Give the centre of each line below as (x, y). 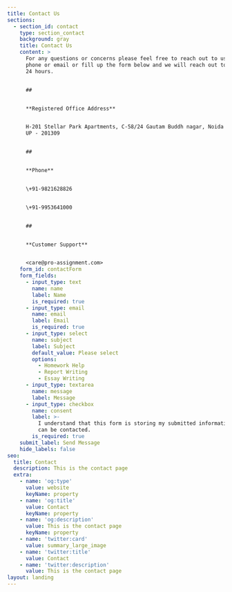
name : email (49, 314)
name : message (52, 391)
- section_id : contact (46, 26)
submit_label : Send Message (60, 443)
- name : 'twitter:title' (55, 552)
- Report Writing (63, 372)
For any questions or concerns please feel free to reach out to (121, 59)
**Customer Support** (57, 245)
